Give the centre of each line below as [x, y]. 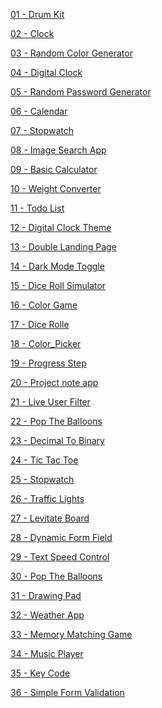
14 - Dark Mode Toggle [57, 266]
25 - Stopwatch [42, 479]
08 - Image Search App [58, 150]
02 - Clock [32, 33]
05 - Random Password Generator [81, 92]
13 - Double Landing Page [63, 247]
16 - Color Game [44, 305]
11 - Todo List [37, 208]
